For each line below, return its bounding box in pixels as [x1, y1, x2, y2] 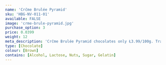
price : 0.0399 [5, 30, 35, 35]
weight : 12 [5, 35, 28, 40]
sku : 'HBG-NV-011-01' [5, 12, 50, 17]
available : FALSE [5, 16, 41, 21]
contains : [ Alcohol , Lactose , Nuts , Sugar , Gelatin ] [5, 52, 116, 58]
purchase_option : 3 [5, 25, 45, 30]
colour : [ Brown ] [5, 48, 39, 53]
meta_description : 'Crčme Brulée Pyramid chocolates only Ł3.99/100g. [5, 39, 154, 44]
